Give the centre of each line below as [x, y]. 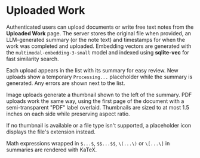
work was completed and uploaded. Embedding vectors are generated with [99, 46]
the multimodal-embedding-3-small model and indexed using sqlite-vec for [98, 52]
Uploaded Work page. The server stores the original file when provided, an [99, 33]
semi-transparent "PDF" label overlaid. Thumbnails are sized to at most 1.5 [98, 107]
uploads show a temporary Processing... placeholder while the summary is [99, 77]
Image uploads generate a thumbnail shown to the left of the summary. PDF [99, 95]
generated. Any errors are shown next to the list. [66, 83]
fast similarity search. [33, 59]
